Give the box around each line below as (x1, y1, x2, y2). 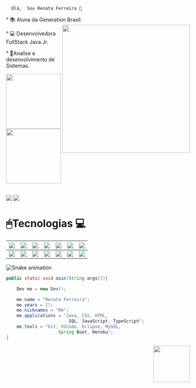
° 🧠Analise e (6, 50, 36, 57)
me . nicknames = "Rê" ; (16, 307, 69, 313)
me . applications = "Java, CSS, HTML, (16, 313, 108, 319)
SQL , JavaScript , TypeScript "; (68, 318, 145, 324)
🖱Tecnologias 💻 (6, 217, 86, 231)
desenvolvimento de (6, 56, 55, 63)
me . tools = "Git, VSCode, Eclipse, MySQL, (16, 324, 121, 330)
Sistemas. (6, 62, 30, 69)
